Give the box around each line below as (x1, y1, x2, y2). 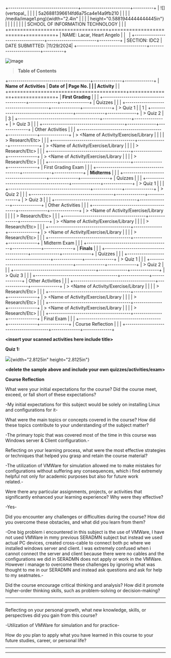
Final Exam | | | (44, 316, 75, 322)
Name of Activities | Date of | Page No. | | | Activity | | (5, 83, 120, 89)
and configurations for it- (5, 407, 58, 413)
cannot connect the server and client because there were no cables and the (5, 551, 164, 557)
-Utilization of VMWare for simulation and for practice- (5, 622, 120, 628)
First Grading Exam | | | (44, 164, 93, 170)
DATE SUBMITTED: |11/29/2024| (5, 43, 73, 48)
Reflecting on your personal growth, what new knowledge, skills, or (5, 607, 147, 613)
